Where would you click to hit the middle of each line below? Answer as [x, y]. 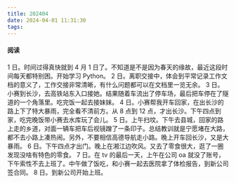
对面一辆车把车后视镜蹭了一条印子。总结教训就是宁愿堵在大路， [136, 128]
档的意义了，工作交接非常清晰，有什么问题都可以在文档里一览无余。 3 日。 [116, 84]
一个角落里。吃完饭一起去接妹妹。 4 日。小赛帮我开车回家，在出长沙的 [122, 102]
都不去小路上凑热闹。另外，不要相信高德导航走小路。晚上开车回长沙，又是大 [118, 137]
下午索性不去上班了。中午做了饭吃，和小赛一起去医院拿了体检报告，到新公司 [118, 163]
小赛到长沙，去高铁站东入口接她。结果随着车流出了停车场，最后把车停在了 [115, 93]
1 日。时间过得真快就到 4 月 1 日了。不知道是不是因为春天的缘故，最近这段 [115, 67]
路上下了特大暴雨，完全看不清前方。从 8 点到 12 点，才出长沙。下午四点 [111, 111]
